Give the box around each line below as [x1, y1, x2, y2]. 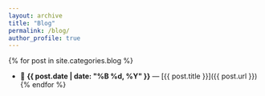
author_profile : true [8, 34, 81, 42]
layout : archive [8, 11, 63, 20]
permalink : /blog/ [8, 26, 70, 34]
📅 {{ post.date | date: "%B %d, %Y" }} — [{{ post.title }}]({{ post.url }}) [19, 71, 258, 81]
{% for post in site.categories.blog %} [8, 56, 134, 66]
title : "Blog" [8, 19, 56, 27]
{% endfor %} [19, 80, 67, 90]
